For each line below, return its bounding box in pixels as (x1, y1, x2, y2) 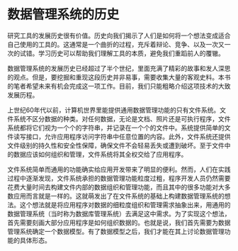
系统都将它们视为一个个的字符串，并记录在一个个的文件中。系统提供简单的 (7, 123, 225, 132)
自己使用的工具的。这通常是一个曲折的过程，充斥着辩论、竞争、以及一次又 (7, 40, 225, 48)
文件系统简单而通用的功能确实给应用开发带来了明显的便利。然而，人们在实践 (7, 164, 231, 174)
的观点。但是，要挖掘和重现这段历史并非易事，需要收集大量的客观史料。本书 (7, 72, 231, 82)
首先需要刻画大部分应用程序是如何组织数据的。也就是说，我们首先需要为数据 (7, 218, 231, 227)
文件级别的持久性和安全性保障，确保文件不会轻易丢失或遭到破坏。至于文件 (7, 141, 225, 150)
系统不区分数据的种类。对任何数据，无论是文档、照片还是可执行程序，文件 (13, 114, 231, 123)
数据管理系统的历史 (7, 6, 120, 23)
